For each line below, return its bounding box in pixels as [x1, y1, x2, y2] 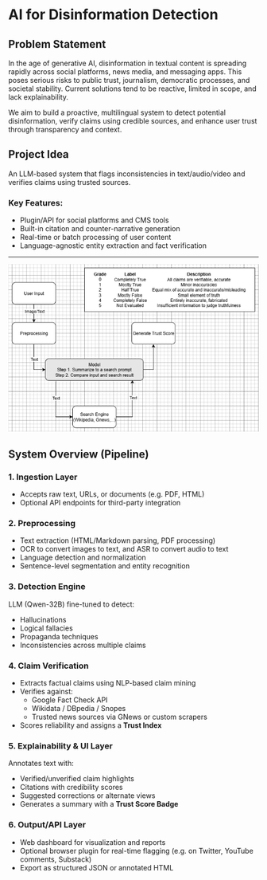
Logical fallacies [19, 623, 73, 633]
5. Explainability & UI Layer [8, 740, 113, 751]
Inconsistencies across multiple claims [19, 640, 146, 650]
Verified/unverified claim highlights [19, 774, 135, 784]
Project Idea [8, 147, 69, 161]
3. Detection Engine [8, 581, 86, 592]
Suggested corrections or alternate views [19, 791, 156, 800]
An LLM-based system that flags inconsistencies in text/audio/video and [8, 169, 246, 179]
